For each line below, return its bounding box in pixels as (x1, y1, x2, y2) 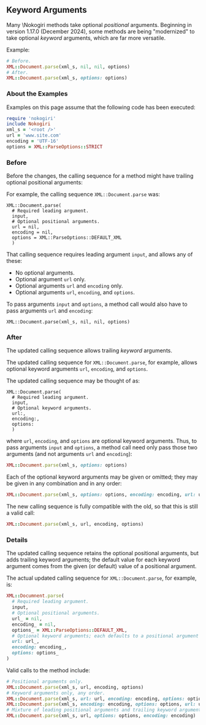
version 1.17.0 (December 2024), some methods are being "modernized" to (6, 28, 195, 35)
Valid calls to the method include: (6, 666, 91, 674)
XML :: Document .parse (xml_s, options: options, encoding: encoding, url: (6, 492, 196, 498)
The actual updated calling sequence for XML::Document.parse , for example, (6, 574, 197, 582)
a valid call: (6, 509, 35, 517)
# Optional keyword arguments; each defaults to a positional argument (12, 632, 199, 639)
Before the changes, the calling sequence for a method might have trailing (6, 172, 194, 180)
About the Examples (6, 89, 68, 98)
